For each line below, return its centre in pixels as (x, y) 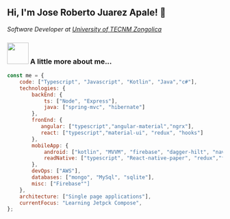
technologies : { (43, 88)
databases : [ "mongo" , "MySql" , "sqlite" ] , (93, 178)
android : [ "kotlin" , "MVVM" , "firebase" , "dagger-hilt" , (127, 152)
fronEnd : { (47, 120)
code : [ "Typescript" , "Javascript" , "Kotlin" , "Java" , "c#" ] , (108, 82)
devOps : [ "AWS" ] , (56, 171)
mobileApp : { (50, 145)
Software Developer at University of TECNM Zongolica (85, 29)
